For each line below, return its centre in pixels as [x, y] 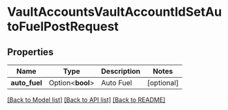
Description [121, 71]
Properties [30, 52]
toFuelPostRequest [63, 26]
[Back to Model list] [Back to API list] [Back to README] [86, 100]
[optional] [163, 83]
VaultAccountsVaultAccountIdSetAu [115, 12]
